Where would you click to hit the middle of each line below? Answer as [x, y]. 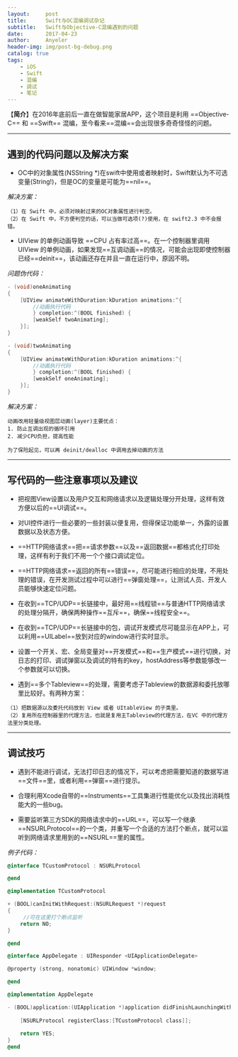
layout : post [33, 14]
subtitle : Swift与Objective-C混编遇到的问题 [73, 27]
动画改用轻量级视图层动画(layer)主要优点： [63, 421]
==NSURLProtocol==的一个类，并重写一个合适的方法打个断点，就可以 [120, 828]
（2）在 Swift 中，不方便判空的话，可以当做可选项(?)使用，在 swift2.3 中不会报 [114, 219]
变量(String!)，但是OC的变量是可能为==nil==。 [86, 181]
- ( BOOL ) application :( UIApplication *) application [84, 1007]
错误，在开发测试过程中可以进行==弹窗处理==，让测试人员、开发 [125, 579]
